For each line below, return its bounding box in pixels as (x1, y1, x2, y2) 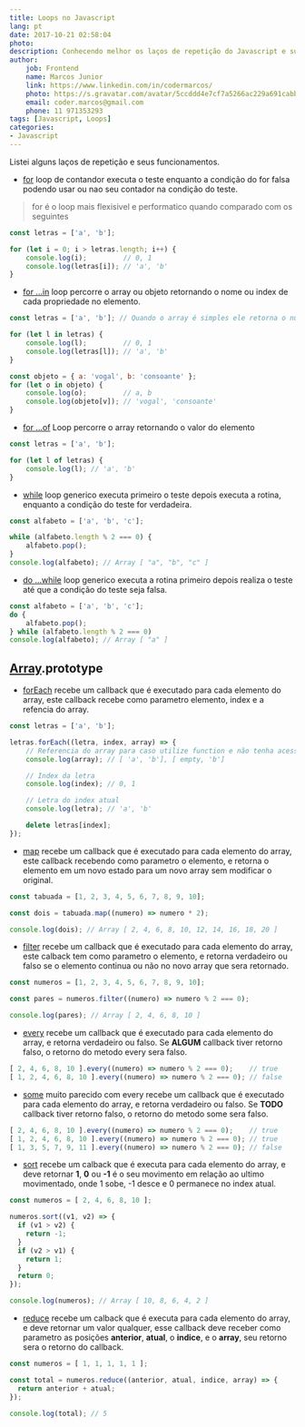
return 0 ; (17, 1272, 54, 1281)
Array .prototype (9, 660, 103, 676)
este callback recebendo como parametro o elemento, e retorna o (22, 855, 270, 866)
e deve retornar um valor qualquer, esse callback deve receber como (22, 1323, 281, 1334)
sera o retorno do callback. (22, 1342, 124, 1353)
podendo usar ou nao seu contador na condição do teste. (22, 183, 239, 194)
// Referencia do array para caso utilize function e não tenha (25, 746, 274, 755)
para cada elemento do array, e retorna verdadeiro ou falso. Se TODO (22, 1098, 284, 1109)
